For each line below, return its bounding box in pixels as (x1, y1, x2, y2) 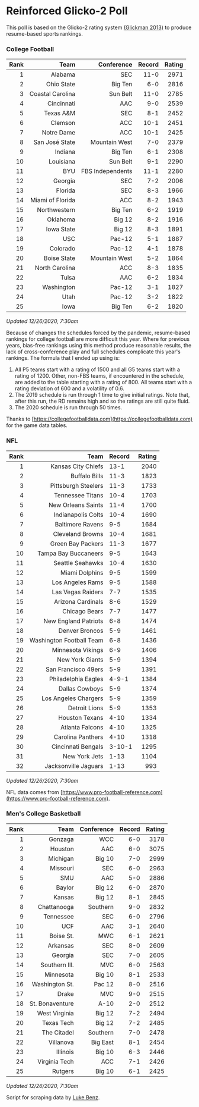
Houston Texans (58, 713, 104, 722)
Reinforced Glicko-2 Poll (6, 4, 129, 18)
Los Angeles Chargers (41, 694, 104, 703)
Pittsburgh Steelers (50, 481, 104, 490)
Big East (91, 1038, 114, 1046)
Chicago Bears (62, 607, 104, 615)
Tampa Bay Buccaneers (37, 549, 104, 557)
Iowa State (46, 225, 76, 233)
